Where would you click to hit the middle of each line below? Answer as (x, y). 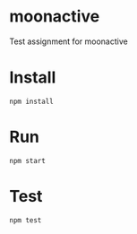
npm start (28, 160)
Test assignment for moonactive (68, 41)
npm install (31, 101)
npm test (26, 220)
